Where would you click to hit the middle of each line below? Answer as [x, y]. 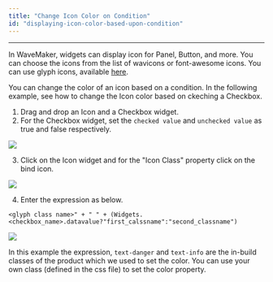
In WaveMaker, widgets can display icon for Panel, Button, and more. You [131, 54]
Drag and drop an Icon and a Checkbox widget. [99, 111]
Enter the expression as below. [71, 199]
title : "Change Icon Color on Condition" [80, 16]
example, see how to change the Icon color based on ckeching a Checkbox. [135, 96]
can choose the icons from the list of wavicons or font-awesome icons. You [135, 63]
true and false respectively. [66, 129]
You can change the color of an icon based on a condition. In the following [133, 87]
